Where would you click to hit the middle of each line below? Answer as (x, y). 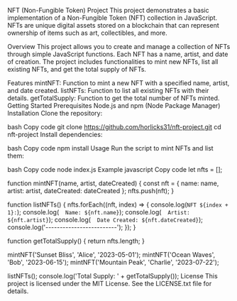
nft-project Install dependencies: (55, 135)
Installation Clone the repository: (55, 113)
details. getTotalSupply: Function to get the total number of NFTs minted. (114, 98)
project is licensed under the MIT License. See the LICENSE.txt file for (110, 284)
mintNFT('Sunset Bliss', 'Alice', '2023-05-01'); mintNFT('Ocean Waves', (111, 255)
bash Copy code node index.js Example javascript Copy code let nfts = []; (115, 169)
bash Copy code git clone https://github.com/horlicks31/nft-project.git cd (114, 127)
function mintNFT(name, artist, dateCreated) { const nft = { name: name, (113, 183)
